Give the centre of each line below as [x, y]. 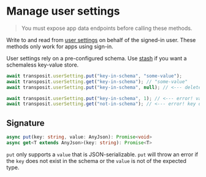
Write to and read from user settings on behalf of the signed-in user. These [101, 40]
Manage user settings [63, 11]
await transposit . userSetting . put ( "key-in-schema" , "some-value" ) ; [94, 76]
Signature [25, 123]
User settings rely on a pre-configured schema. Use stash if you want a [97, 58]
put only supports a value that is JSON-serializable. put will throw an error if [102, 154]
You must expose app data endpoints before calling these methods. [107, 28]
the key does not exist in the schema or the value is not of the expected [97, 161]
